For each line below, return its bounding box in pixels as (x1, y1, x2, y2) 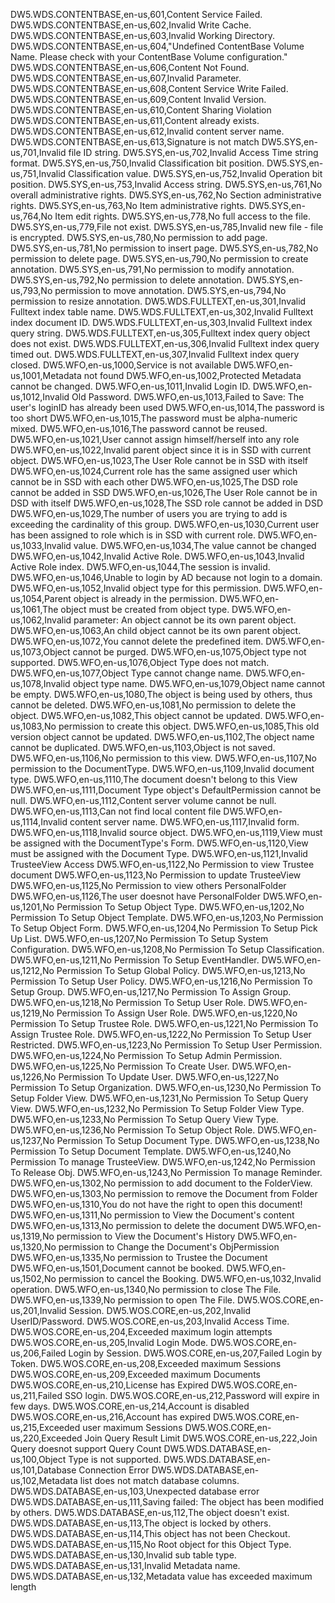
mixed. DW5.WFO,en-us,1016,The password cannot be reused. (10, 423, 268, 434)
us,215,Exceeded (10, 1422, 81, 1433)
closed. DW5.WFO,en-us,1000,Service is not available (10, 359, 232, 371)
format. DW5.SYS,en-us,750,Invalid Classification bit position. (10, 157, 265, 169)
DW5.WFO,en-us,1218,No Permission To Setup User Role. (10, 997, 247, 1008)
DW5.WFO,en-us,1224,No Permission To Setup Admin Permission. (10, 1050, 283, 1061)
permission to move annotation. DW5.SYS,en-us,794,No (54, 285, 287, 296)
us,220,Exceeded (10, 1432, 83, 1444)
